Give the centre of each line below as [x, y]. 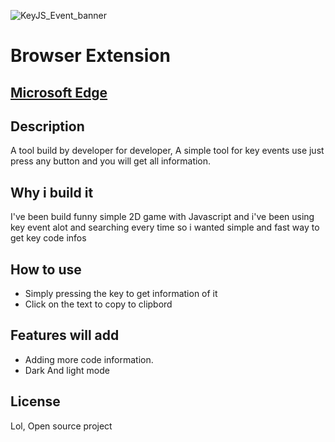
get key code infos [48, 238]
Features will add [65, 335]
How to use [46, 269]
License [35, 401]
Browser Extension [90, 56]
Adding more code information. [89, 359]
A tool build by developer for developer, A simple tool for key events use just [167, 151]
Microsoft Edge [59, 92]
